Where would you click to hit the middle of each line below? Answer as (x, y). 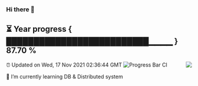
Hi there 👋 (21, 9)
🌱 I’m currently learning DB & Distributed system (65, 77)
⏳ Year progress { (39, 29)
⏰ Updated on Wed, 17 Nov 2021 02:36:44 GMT (64, 65)
